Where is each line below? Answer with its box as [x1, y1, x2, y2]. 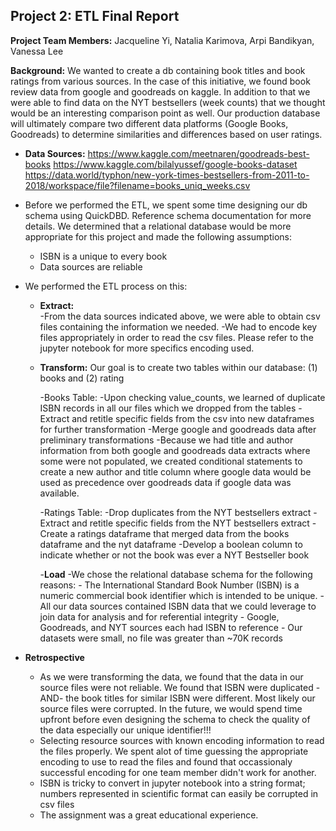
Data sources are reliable [39, 260, 143, 273]
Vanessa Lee [10, 45, 64, 57]
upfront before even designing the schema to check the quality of [39, 713, 311, 725]
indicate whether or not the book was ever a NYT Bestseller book [39, 549, 310, 561]
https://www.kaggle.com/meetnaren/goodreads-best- [87, 147, 310, 159]
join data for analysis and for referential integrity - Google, [39, 610, 280, 623]
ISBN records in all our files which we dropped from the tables [39, 402, 297, 414]
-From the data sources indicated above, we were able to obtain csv [39, 310, 321, 322]
